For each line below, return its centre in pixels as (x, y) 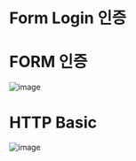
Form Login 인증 (68, 18)
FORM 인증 (48, 62)
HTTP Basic (53, 123)
